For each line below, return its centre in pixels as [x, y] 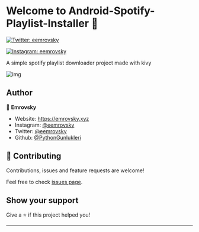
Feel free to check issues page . [44, 182]
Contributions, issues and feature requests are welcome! [75, 170]
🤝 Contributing [34, 156]
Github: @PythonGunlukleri [48, 137]
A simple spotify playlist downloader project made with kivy [79, 63]
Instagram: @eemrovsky [44, 125]
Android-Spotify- [112, 11]
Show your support [42, 200]
